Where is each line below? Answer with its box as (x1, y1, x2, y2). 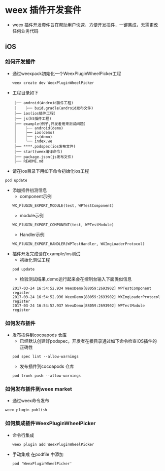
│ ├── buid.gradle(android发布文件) (14, 106, 94, 111)
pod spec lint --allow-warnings (12, 354, 79, 359)
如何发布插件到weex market (5, 386, 72, 392)
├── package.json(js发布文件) (14, 154, 74, 159)
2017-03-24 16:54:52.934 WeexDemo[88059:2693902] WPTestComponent (12, 286, 152, 291)
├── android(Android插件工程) (14, 100, 74, 105)
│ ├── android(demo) (14, 125, 64, 131)
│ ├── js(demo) (14, 134, 53, 139)
